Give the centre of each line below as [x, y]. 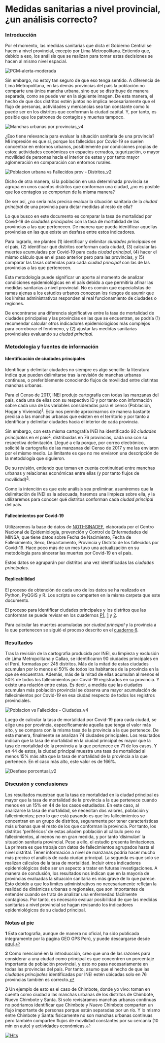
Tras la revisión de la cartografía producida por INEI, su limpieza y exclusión [82, 654]
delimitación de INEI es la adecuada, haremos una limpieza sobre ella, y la [80, 494]
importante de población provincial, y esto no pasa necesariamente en [77, 964]
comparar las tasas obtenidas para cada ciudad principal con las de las [78, 263]
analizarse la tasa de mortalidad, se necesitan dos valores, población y [77, 810]
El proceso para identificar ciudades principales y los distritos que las [76, 610]
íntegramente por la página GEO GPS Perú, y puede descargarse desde [78, 939]
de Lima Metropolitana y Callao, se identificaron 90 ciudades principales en [82, 659]
